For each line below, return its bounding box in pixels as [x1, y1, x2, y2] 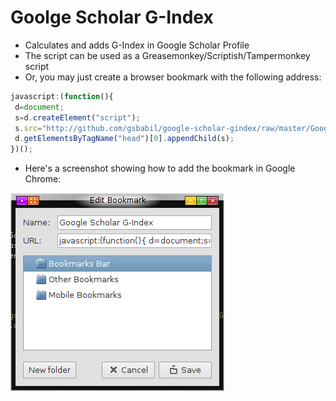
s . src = [14, 123, 43, 133]
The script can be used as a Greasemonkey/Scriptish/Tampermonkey [24, 49, 311, 61]
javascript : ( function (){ [10, 91, 114, 101]
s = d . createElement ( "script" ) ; [14, 112, 141, 123]
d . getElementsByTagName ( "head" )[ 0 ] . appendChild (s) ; [14, 134, 235, 144]
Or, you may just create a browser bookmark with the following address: [24, 71, 322, 83]
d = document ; [14, 102, 65, 112]
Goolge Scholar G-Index [10, 6, 214, 29]
